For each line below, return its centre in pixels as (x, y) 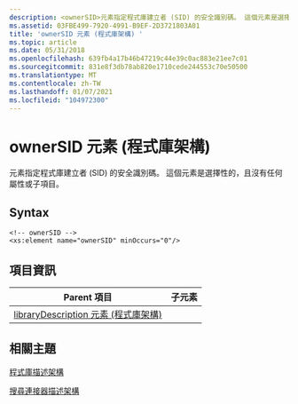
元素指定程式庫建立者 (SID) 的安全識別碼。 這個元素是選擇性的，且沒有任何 (146, 173)
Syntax (29, 213)
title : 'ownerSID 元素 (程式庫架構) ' (76, 34)
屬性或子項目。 (36, 184)
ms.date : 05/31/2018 (47, 51)
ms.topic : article (43, 42)
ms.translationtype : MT (53, 75)
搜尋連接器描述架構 (44, 391)
